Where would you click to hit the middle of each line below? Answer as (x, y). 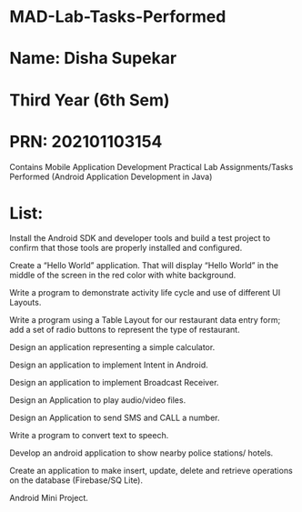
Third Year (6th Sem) (90, 100)
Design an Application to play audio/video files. (98, 400)
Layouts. (25, 303)
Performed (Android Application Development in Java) (111, 176)
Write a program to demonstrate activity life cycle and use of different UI (145, 293)
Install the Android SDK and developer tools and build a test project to (140, 238)
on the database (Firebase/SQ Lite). (76, 480)
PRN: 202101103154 (86, 141)
